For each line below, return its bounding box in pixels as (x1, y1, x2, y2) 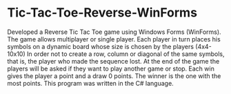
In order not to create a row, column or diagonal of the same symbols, (26, 50, 225, 58)
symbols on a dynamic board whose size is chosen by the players (7, 42, 194, 50)
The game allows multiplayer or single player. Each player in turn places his (7, 35, 221, 43)
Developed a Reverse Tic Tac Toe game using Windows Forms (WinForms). (7, 28, 222, 36)
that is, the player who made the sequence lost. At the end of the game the (7, 57, 220, 65)
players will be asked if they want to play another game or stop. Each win (7, 64, 215, 73)
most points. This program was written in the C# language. (7, 79, 174, 87)
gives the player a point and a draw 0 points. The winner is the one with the (7, 71, 221, 80)
